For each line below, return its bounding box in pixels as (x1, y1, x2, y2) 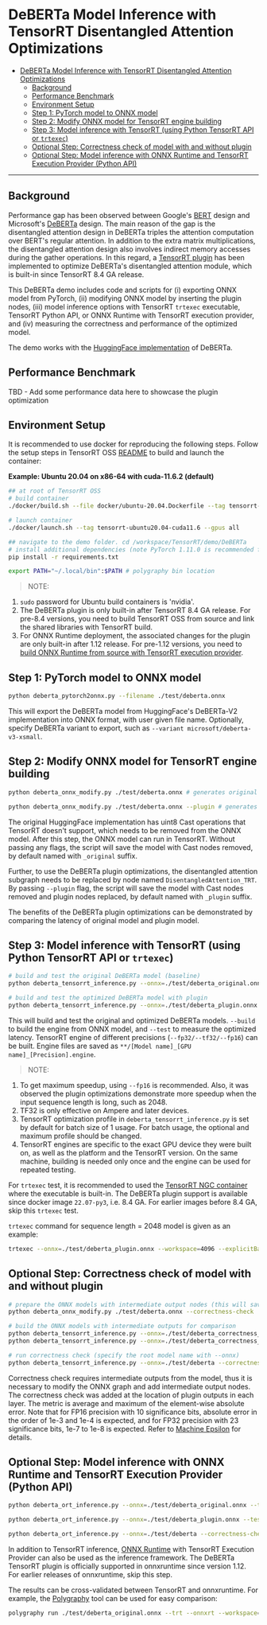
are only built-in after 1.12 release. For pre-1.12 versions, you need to (19, 639, 242, 649)
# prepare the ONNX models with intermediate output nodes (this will (8, 1300, 247, 1308)
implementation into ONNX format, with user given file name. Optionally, (8, 715, 244, 724)
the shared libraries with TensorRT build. (19, 622, 153, 632)
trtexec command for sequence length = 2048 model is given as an (8, 1221, 231, 1230)
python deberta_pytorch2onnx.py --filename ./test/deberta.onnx (8, 692, 226, 700)
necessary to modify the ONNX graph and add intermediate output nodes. (8, 1381, 251, 1391)
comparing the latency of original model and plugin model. (8, 915, 200, 925)
